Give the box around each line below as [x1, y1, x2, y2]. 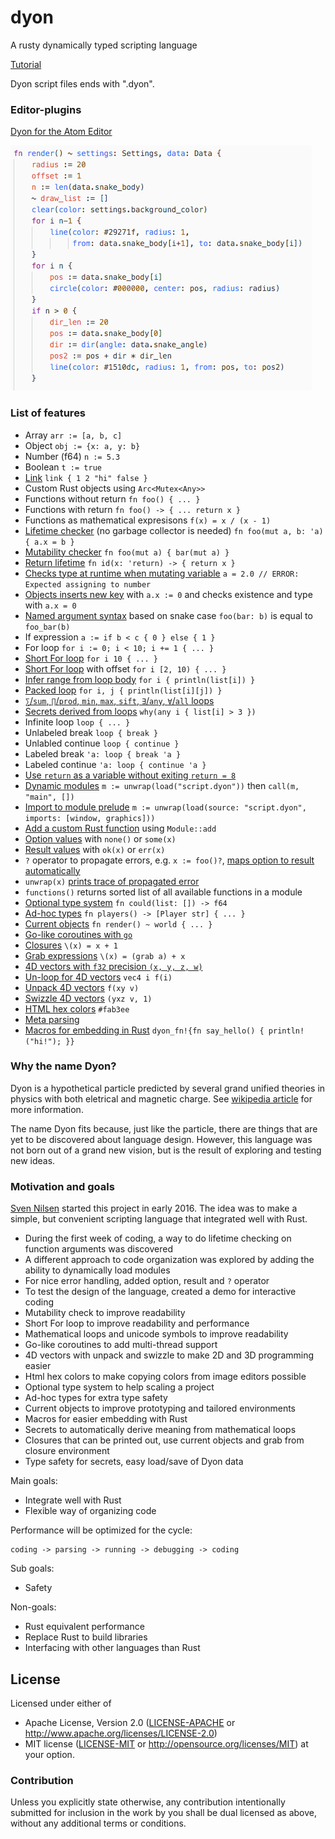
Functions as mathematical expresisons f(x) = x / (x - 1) [24, 514, 272, 526]
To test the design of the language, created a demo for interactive [24, 1286, 297, 1298]
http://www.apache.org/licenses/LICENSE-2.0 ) [24, 1727, 218, 1739]
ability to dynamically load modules [24, 1264, 171, 1276]
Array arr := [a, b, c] [24, 429, 123, 441]
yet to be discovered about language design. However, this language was [10, 1133, 313, 1145]
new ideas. [10, 1154, 56, 1166]
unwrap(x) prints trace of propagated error [24, 875, 200, 887]
